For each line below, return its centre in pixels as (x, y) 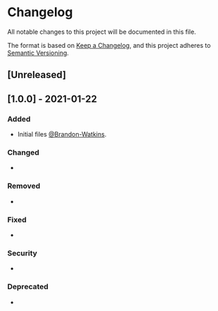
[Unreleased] (37, 75)
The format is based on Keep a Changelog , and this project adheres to (109, 45)
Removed (24, 186)
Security (22, 253)
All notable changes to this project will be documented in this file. (102, 32)
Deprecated (28, 287)
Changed (24, 152)
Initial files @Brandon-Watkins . (62, 134)
